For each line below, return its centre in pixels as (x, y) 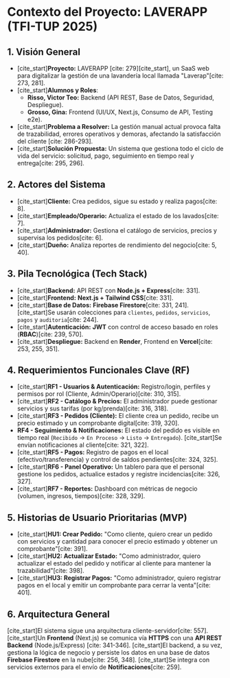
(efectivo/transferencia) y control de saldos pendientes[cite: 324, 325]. (117, 460)
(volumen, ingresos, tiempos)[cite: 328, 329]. (81, 496)
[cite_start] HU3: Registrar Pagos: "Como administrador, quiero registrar (119, 578)
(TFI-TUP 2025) (53, 26)
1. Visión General (44, 52)
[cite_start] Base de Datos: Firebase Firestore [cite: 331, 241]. (103, 305)
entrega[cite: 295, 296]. (50, 163)
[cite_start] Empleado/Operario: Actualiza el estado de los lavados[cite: (118, 215)
